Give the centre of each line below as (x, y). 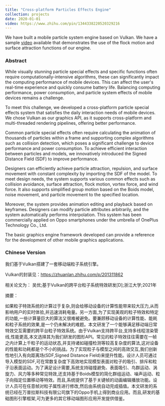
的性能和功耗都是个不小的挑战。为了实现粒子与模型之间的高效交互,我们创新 (81, 349)
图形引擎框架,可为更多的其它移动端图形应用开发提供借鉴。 (68, 398)
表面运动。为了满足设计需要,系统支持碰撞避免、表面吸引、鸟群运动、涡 (85, 368)
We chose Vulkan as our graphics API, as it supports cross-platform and (78, 118)
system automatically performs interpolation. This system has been (73, 215)
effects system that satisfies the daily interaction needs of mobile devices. (81, 112)
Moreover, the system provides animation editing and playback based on (79, 204)
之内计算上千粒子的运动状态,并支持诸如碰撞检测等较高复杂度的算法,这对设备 (82, 343)
